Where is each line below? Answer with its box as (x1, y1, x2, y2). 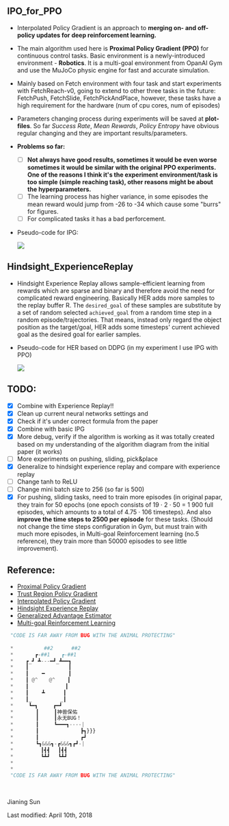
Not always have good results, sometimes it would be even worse (27, 155, 217, 164)
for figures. (27, 207, 59, 215)
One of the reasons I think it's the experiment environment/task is (27, 171, 218, 179)
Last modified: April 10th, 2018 (7, 811, 93, 819)
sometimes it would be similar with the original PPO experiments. (27, 163, 217, 171)
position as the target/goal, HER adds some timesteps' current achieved (16, 323, 220, 331)
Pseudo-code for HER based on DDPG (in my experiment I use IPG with (16, 343, 219, 351)
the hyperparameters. (27, 185, 92, 193)
